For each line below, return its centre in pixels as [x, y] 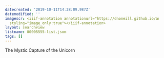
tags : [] [14, 37]
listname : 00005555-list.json [36, 32]
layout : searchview [25, 28]
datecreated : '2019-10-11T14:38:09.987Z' [48, 9]
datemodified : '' [23, 14]
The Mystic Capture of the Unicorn [40, 50]
